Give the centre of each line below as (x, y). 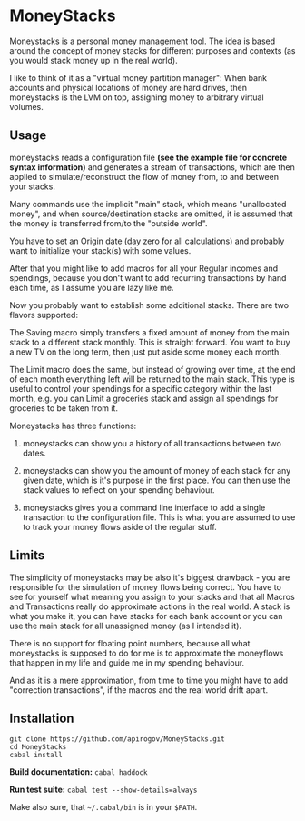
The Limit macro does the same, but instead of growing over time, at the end (152, 369)
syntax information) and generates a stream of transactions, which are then (152, 167)
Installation (42, 718)
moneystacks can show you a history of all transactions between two (152, 443)
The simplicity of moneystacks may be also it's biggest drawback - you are (150, 577)
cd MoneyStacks (38, 747)
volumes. (26, 106)
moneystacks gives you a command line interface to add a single (144, 507)
